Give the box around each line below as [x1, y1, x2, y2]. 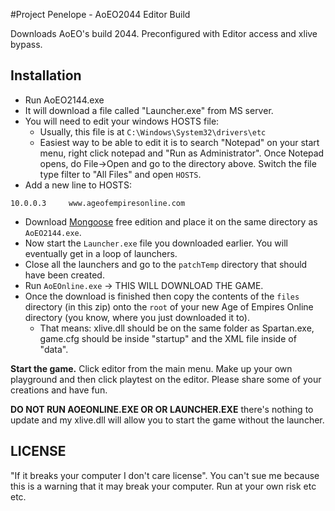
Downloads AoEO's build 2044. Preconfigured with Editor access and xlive [10, 28, 318, 39]
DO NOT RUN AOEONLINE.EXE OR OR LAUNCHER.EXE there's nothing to [10, 403, 314, 415]
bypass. [10, 39, 43, 50]
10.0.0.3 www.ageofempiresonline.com [10, 198, 186, 208]
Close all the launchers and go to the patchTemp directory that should [24, 258, 308, 270]
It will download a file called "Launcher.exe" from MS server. [24, 104, 274, 116]
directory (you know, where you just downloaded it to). [24, 311, 250, 323]
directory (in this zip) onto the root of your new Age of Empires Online [24, 300, 314, 313]
